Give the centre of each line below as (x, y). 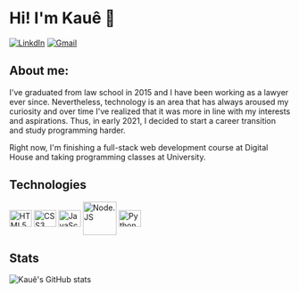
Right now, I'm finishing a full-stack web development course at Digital (139, 147)
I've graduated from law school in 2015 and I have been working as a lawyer (149, 92)
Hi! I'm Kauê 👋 (62, 18)
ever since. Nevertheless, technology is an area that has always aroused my (149, 102)
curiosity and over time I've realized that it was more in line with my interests (150, 111)
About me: (39, 71)
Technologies (48, 185)
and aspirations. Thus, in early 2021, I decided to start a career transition (143, 120)
